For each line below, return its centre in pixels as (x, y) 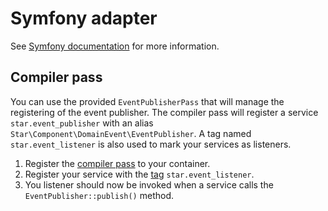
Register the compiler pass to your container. (117, 163)
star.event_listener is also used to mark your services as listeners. (151, 144)
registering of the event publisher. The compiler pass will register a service (164, 112)
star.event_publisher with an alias (82, 123)
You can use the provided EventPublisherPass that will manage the (147, 101)
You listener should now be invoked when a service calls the (149, 184)
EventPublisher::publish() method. (99, 195)
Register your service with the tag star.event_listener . (139, 174)
